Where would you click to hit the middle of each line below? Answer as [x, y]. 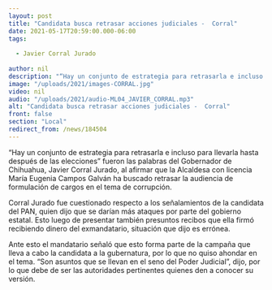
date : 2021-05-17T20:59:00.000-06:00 [72, 31]
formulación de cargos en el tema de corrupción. [90, 187]
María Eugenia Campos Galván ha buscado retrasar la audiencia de [121, 178]
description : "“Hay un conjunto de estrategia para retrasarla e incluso [136, 76]
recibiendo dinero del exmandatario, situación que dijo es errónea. [119, 228]
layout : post [30, 16]
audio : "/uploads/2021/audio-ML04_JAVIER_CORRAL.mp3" [101, 99]
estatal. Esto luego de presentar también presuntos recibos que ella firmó [131, 219]
